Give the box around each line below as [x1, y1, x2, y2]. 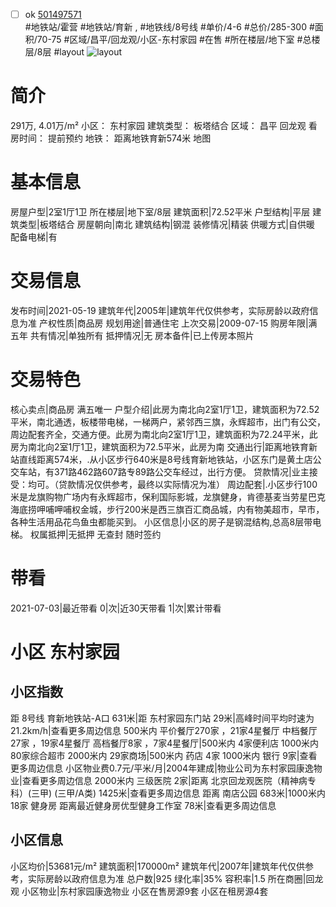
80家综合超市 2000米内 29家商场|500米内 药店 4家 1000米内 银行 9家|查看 [10, 749, 318, 761]
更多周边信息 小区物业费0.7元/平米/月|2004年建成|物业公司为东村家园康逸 [10, 762, 314, 774]
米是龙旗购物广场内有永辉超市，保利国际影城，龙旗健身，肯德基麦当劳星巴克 [10, 490, 326, 503]
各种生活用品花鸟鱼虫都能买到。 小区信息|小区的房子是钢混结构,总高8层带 [10, 515, 313, 528]
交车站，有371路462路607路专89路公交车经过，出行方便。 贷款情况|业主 [10, 465, 310, 478]
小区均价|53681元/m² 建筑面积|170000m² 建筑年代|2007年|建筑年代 [10, 860, 288, 872]
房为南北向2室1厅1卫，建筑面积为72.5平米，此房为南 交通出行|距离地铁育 [10, 440, 310, 453]
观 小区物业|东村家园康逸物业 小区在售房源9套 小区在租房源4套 [10, 885, 269, 897]
